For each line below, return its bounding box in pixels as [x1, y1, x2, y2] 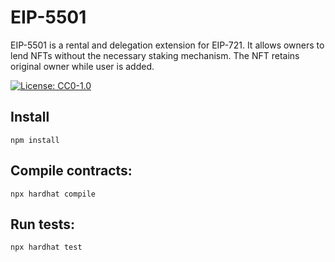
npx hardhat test [10, 242, 83, 253]
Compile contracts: [10, 162, 133, 180]
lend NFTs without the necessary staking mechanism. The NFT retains [10, 49, 300, 61]
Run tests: [10, 216, 75, 233]
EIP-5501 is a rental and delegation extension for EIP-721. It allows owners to [10, 39, 325, 51]
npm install [10, 135, 60, 145]
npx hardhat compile [10, 189, 97, 199]
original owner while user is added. [10, 60, 155, 72]
